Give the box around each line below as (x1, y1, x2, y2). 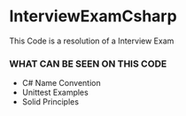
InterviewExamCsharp (9, 6, 177, 27)
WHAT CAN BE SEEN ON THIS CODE (9, 58, 167, 70)
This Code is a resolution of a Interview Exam (9, 35, 174, 46)
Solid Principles (21, 97, 80, 107)
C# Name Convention (21, 78, 101, 89)
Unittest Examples (21, 87, 89, 98)
